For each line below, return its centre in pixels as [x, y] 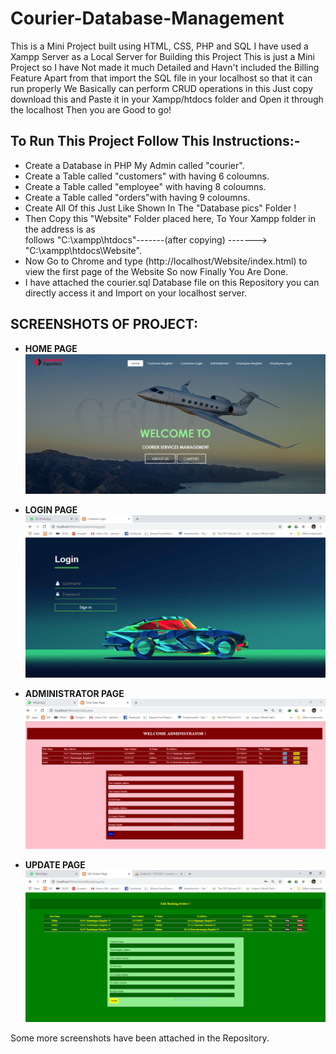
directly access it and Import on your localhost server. [136, 293]
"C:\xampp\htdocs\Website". [83, 250]
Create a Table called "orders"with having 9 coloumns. [137, 197]
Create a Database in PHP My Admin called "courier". [134, 165]
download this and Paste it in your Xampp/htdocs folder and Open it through [167, 99]
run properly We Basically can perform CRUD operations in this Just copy [162, 88]
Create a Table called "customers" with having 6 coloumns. [147, 176]
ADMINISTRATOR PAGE [74, 693]
